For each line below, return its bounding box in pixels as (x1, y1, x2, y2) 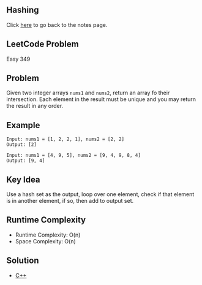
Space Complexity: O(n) (15, 237, 77, 245)
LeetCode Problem (6, 39, 79, 50)
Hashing (6, 5, 39, 15)
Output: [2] (6, 142, 37, 148)
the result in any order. (6, 102, 63, 110)
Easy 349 (6, 55, 31, 63)
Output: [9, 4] (6, 158, 45, 164)
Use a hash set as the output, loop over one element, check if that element (6, 191, 195, 198)
